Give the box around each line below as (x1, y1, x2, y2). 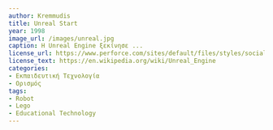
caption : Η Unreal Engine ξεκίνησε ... (8, 42, 144, 50)
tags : (8, 86, 27, 95)
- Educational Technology (8, 110, 96, 118)
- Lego (8, 102, 31, 110)
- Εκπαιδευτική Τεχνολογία (8, 72, 100, 80)
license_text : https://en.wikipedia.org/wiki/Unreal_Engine (8, 57, 217, 65)
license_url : (8, 49, 53, 57)
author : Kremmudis (8, 11, 71, 20)
